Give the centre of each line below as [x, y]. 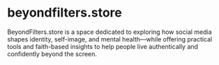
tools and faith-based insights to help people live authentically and [103, 46]
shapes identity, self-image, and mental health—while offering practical [110, 39]
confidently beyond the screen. [52, 54]
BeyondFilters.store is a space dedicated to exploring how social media [109, 32]
